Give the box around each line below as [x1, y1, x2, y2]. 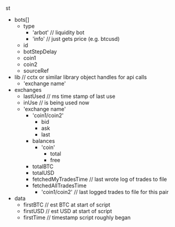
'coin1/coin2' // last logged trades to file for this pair [41, 189, 169, 195]
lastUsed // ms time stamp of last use [23, 92, 116, 100]
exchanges [14, 86, 42, 93]
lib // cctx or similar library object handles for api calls [14, 74, 147, 80]
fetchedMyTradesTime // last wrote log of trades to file [32, 176, 167, 183]
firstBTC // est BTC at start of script [23, 201, 110, 208]
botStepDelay [23, 48, 58, 55]
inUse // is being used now [23, 99, 90, 106]
